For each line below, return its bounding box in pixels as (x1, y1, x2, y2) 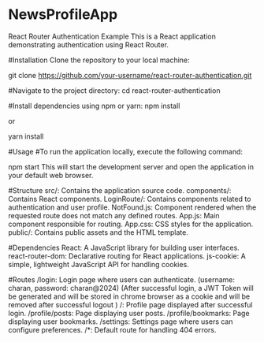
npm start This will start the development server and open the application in (8, 162, 255, 171)
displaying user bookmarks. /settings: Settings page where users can (8, 317, 233, 326)
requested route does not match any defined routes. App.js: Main (8, 210, 220, 220)
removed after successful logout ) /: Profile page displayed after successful (8, 299, 254, 309)
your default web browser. (8, 170, 94, 180)
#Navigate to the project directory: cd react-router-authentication (8, 85, 221, 95)
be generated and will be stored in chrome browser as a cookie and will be (8, 292, 251, 301)
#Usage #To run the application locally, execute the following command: (8, 147, 243, 156)
